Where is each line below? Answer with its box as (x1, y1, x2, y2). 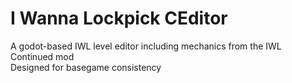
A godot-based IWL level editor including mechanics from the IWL (10, 40, 282, 52)
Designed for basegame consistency (10, 61, 162, 73)
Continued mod (10, 50, 75, 62)
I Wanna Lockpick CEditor (10, 7, 228, 30)
